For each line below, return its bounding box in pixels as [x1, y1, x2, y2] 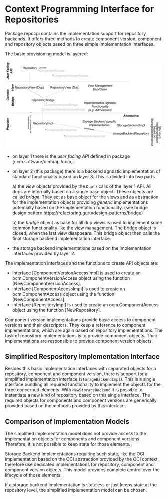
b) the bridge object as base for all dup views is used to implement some [12, 219, 162, 225]
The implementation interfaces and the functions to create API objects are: [5, 260, 159, 266]
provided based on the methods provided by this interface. [5, 403, 126, 409]
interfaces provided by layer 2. [12, 250, 76, 256]
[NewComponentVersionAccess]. [12, 280, 81, 286]
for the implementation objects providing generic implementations [12, 199, 148, 205]
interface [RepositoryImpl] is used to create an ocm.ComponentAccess [12, 301, 159, 308]
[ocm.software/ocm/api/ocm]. [12, 158, 74, 164]
